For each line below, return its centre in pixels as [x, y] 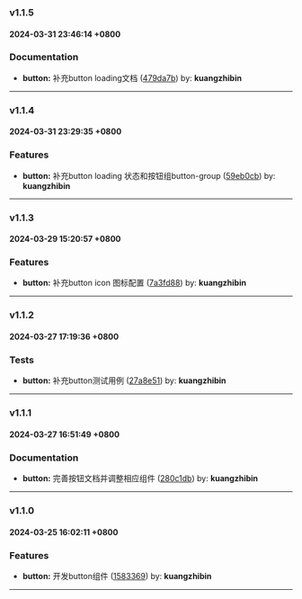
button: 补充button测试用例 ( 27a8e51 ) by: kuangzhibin [124, 380]
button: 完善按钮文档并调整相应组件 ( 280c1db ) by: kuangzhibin [140, 478]
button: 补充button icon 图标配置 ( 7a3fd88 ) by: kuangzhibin [134, 283]
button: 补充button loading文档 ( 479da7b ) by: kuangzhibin [132, 77]
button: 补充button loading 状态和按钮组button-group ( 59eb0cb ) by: [149, 175]
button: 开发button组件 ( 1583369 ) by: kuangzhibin [117, 576]
